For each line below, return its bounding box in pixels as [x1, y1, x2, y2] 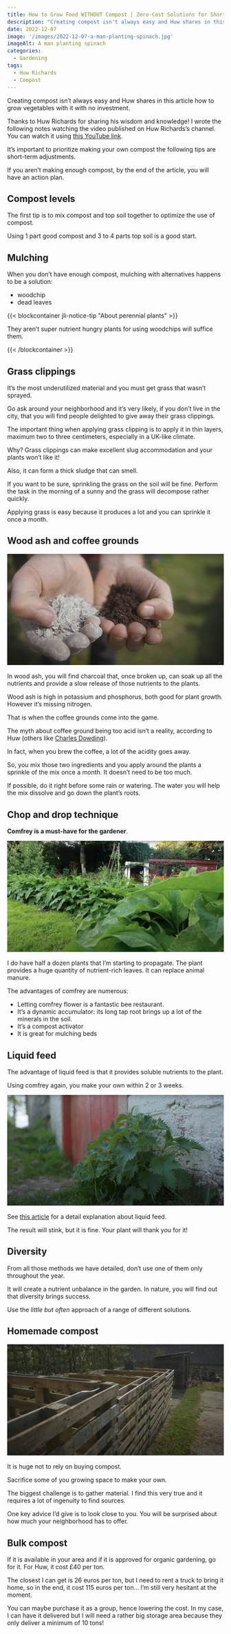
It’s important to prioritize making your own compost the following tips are [7, 145, 217, 153]
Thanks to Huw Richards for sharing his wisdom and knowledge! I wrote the [7, 117, 221, 125]
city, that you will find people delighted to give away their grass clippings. [7, 411, 215, 420]
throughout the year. [7, 1272, 65, 1280]
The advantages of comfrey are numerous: [7, 987, 129, 995]
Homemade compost [7, 1325, 99, 1337]
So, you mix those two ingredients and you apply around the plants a [7, 761, 201, 769]
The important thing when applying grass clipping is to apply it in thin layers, [7, 425, 223, 433]
